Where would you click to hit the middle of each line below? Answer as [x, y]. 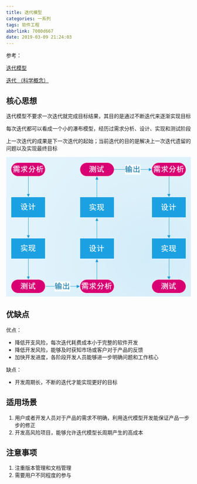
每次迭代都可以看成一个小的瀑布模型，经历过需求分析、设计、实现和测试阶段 [98, 128]
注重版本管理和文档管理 [43, 468]
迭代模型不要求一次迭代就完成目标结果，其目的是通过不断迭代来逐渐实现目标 [98, 116]
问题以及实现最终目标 [32, 148]
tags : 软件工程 [23, 25]
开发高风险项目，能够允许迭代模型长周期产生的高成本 [79, 432]
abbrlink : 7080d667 [30, 31]
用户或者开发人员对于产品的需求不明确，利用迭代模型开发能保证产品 [97, 418]
